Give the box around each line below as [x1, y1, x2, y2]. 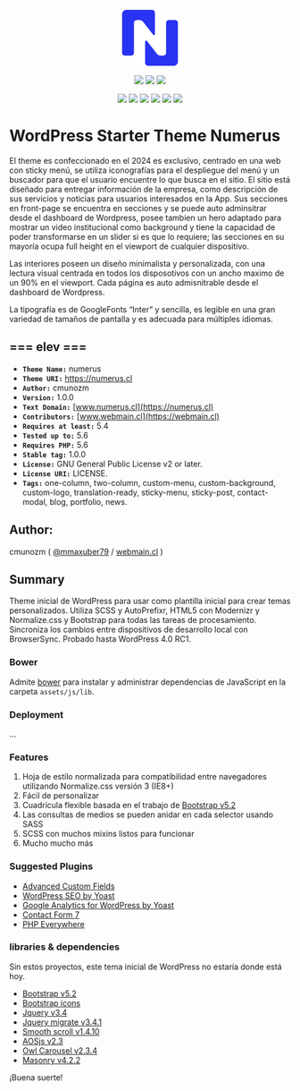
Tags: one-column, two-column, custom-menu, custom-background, [21, 477, 277, 488]
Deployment [9, 708, 64, 720]
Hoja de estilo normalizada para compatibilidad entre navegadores [21, 771, 268, 782]
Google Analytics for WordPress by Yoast [21, 899, 174, 910]
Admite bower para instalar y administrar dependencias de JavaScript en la [9, 677, 287, 687]
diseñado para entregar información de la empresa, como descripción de [9, 183, 279, 194]
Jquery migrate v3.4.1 [21, 1017, 103, 1027]
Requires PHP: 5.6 [21, 439, 89, 450]
